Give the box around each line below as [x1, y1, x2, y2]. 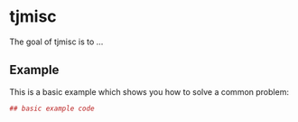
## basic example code [9, 104, 95, 113]
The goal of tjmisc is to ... [9, 36, 104, 47]
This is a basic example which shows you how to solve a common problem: [9, 86, 289, 97]
